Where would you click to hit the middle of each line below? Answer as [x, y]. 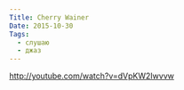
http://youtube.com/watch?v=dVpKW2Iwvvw [92, 76]
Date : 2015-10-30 [41, 26]
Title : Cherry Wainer [49, 17]
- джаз [29, 51]
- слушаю [33, 42]
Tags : [19, 34]
